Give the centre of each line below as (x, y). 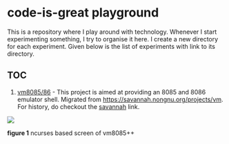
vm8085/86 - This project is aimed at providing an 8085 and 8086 (111, 92)
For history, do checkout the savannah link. (78, 106)
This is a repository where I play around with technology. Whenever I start (112, 32)
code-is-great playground (83, 13)
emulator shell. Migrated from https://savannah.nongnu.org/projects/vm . (120, 99)
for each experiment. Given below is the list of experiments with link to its (111, 46)
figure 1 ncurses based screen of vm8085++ (71, 133)
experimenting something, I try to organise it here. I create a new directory (113, 39)
